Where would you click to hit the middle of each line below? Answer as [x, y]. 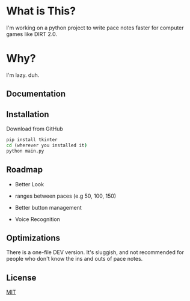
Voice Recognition [37, 219]
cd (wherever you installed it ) [47, 145]
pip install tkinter [32, 140]
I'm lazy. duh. [23, 75]
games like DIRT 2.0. [32, 34]
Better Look [29, 184]
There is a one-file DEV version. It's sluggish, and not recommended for [95, 252]
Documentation [36, 94]
